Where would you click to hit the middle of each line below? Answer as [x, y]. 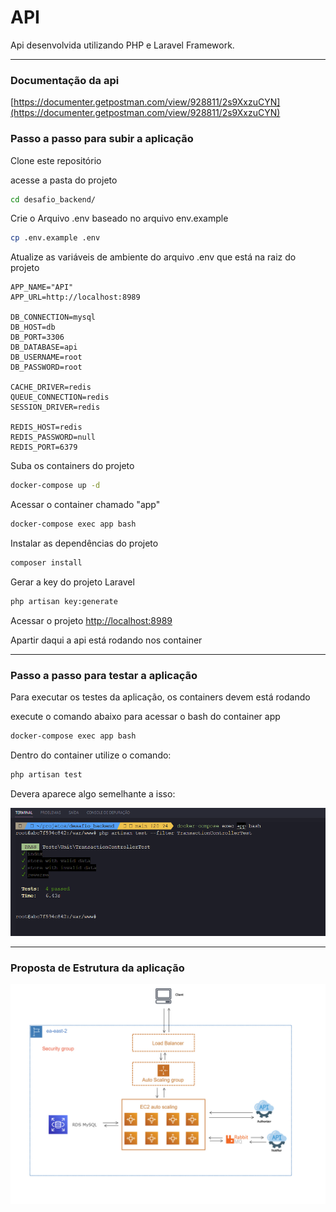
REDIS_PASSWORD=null [53, 437]
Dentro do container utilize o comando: [91, 755]
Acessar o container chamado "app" [85, 505]
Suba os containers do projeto [72, 466]
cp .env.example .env [55, 238]
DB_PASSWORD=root [46, 367]
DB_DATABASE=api [44, 347]
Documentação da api [65, 80]
